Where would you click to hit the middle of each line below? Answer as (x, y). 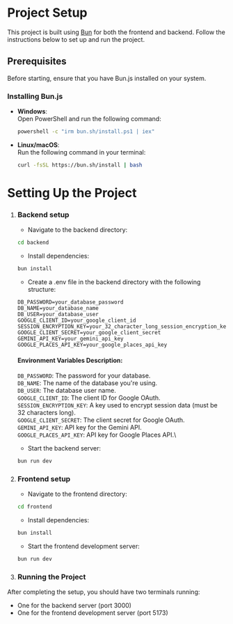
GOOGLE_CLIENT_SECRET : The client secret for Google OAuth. (101, 420)
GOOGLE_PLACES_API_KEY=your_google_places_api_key (92, 345)
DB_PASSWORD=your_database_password (70, 302)
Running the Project (51, 577)
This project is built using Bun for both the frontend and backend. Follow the (116, 32)
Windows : (32, 111)
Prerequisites (37, 62)
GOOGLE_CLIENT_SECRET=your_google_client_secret (89, 333)
